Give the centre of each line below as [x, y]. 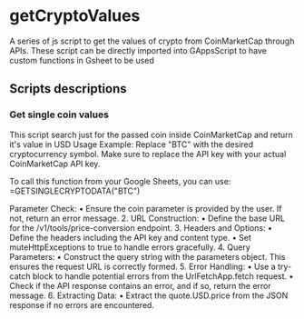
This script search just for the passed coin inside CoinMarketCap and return [151, 135]
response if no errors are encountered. [82, 304]
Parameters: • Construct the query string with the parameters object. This [147, 256]
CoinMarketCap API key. [55, 164]
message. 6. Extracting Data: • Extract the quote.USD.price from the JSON [149, 295]
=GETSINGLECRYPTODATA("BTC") [75, 191]
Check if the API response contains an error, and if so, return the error [141, 285]
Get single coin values [59, 115]
